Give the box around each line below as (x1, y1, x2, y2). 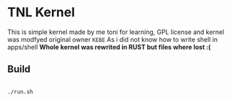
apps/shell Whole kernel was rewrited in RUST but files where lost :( (7, 42, 211, 51)
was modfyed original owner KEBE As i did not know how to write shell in (7, 35, 218, 43)
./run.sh (7, 88, 33, 96)
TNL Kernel (7, 4, 75, 21)
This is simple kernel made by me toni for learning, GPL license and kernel (7, 28, 225, 36)
